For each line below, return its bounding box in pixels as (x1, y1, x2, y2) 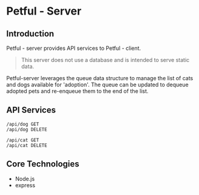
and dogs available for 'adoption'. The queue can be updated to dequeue (6, 81, 189, 88)
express (15, 181, 35, 189)
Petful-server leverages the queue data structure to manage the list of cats (6, 75, 194, 81)
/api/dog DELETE (6, 126, 47, 132)
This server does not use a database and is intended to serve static (21, 56, 190, 63)
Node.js (15, 175, 35, 182)
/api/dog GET (6, 121, 39, 127)
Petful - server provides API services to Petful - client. (6, 44, 141, 52)
